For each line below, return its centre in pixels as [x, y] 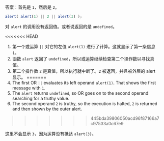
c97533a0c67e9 [107, 123]
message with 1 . [29, 88]
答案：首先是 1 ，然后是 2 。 [32, 7]
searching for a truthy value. [41, 98]
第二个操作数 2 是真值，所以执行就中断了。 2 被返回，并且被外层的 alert [84, 71]
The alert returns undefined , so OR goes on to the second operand [80, 93]
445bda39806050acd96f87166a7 [125, 118]
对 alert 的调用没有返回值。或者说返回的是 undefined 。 [61, 27]
